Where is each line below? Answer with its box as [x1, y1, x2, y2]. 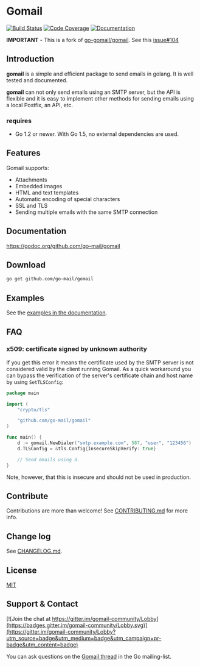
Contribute [6, 491, 49, 501]
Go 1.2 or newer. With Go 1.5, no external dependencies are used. [15, 130, 179, 138]
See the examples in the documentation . [6, 309, 108, 316]
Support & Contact [6, 599, 78, 609]
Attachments [15, 175, 47, 183]
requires [6, 116, 32, 125]
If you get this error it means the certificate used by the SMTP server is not [6, 358, 194, 366]
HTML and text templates [15, 189, 79, 196]
